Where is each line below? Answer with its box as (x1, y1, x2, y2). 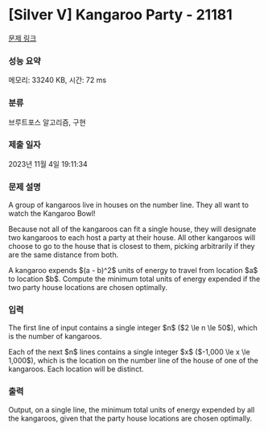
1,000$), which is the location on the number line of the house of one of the (8, 356, 259, 366)
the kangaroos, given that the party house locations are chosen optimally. (8, 413, 253, 423)
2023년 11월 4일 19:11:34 (8, 159, 88, 168)
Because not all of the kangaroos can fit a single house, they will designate (8, 224, 257, 234)
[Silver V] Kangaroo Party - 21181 (8, 6, 233, 24)
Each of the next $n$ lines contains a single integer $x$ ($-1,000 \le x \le (8, 347, 251, 357)
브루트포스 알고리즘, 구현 (8, 117, 86, 126)
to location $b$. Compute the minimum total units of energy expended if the (8, 274, 261, 284)
